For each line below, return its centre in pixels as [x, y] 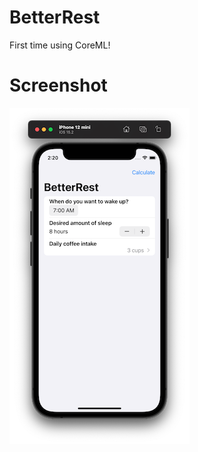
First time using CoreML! [60, 45]
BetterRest [55, 17]
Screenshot [58, 85]
